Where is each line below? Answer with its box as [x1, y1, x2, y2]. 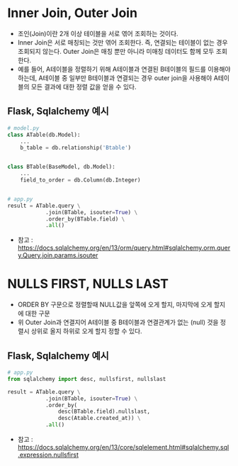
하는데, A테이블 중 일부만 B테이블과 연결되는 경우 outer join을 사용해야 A [17, 73, 218, 82]
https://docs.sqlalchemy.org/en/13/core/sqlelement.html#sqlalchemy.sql [17, 443, 229, 451]
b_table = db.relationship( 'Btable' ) [20, 144, 132, 152]
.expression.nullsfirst [17, 450, 79, 459]
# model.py [7, 124, 40, 132]
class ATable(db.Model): [7, 131, 81, 138]
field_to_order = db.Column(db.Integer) [20, 177, 141, 184]
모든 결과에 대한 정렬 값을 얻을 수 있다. [30, 82, 137, 91]
